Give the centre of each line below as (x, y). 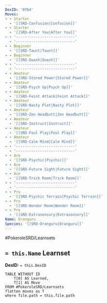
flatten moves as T (25, 291)
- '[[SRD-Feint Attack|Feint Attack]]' (50, 96)
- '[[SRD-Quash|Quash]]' (35, 60)
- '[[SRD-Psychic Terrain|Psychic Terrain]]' (56, 197)
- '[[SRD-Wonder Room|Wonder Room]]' (48, 206)
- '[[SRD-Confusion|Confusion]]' (43, 23)
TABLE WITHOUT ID (23, 274)
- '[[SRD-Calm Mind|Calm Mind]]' (43, 142)
